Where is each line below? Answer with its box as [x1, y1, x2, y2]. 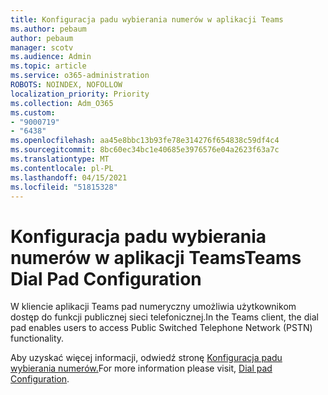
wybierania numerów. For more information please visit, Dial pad [10, 362, 273, 375]
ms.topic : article [10, 61, 87, 71]
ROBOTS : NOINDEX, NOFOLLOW [10, 80, 123, 90]
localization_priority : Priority [10, 89, 150, 99]
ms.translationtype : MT [10, 154, 110, 164]
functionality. [10, 332, 65, 345]
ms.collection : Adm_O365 [10, 98, 114, 108]
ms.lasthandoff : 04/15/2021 [10, 172, 128, 183]
